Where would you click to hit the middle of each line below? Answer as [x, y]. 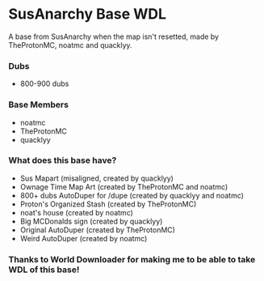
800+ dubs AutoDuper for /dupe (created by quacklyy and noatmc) [132, 195]
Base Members [38, 104]
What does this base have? [63, 160]
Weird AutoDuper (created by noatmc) [84, 238]
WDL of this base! [44, 270]
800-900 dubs [44, 84]
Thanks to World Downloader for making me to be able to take [132, 259]
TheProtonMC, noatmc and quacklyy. [70, 45]
